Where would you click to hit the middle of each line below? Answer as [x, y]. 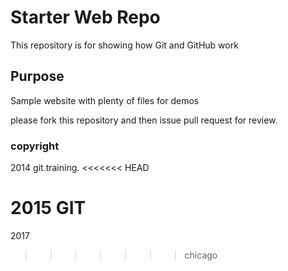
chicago [201, 255]
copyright [35, 146]
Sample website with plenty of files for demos [105, 100]
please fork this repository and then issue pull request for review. [144, 120]
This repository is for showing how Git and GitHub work [124, 45]
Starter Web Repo [85, 17]
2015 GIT [48, 208]
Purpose [37, 76]
